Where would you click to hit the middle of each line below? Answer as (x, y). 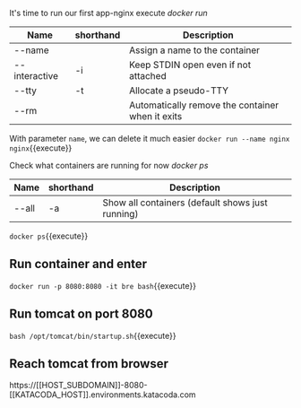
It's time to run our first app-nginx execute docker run (108, 13)
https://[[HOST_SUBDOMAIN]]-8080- (78, 386)
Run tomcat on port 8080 (82, 314)
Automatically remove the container (204, 105)
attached (148, 76)
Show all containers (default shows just (185, 203)
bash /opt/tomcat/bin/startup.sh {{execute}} (93, 335)
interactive (36, 76)
